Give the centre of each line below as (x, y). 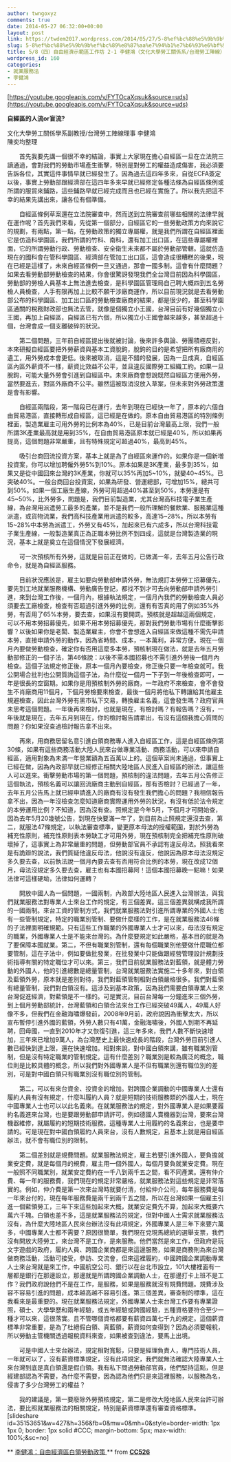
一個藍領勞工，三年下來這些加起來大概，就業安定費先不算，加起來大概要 (115, 1207)
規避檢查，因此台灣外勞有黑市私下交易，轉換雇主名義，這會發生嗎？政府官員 (115, 700)
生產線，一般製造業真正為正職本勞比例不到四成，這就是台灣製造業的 (115, 534)
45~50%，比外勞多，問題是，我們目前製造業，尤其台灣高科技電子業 (104, 499)
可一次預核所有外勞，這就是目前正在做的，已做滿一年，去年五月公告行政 (121, 557)
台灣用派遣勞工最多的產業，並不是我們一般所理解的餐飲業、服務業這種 (124, 508)
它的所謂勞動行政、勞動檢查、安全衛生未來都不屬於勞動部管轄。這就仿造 (121, 249)
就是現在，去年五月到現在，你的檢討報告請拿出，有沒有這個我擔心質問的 (121, 718)
